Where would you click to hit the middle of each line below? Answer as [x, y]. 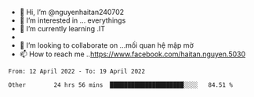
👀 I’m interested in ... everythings [73, 20]
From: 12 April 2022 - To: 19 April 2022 [77, 71]
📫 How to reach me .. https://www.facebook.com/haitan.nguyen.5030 [132, 54]
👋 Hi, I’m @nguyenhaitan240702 [71, 12]
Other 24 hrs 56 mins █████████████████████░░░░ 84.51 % [121, 85]
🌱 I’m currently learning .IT [62, 29]
